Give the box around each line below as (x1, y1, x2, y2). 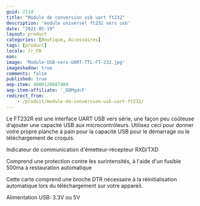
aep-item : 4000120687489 (6, 82, 69, 88)
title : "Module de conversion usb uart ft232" (6, 14, 125, 20)
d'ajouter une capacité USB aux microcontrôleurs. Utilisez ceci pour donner (6, 121, 194, 128)
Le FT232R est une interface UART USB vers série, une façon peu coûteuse (6, 115, 195, 122)
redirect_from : (6, 93, 45, 99)
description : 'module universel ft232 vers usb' (6, 20, 131, 26)
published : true (6, 76, 47, 82)
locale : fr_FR (6, 48, 42, 54)
